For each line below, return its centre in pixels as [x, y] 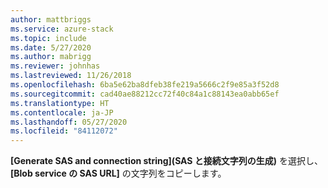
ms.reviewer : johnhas [55, 66]
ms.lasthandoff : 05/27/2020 [69, 122]
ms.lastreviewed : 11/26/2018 [71, 76]
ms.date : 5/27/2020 [51, 47]
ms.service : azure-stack [62, 29]
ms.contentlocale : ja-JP [62, 112]
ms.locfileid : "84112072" [64, 131]
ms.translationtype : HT [60, 103]
